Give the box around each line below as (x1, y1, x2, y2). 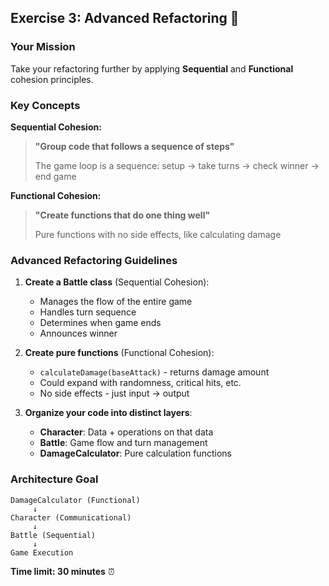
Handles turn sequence (39, 306, 137, 318)
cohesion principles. (10, 73, 94, 85)
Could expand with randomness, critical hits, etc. (39, 377, 242, 389)
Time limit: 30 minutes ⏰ (10, 565, 115, 577)
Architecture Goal (10, 472, 99, 486)
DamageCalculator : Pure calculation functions (39, 447, 232, 460)
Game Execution (10, 547, 74, 558)
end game (34, 170, 77, 182)
